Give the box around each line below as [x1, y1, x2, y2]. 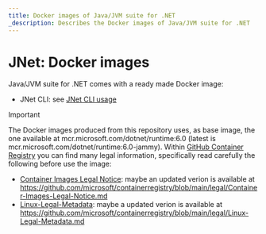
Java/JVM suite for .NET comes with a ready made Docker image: [8, 79, 224, 89]
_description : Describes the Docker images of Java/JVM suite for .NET [8, 19, 250, 27]
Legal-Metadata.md [19, 217, 85, 226]
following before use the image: [8, 159, 112, 169]
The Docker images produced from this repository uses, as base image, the [8, 125, 256, 135]
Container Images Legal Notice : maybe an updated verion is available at [19, 175, 256, 184]
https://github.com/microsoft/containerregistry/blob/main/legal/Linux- [19, 208, 249, 218]
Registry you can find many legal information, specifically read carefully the [8, 151, 256, 160]
